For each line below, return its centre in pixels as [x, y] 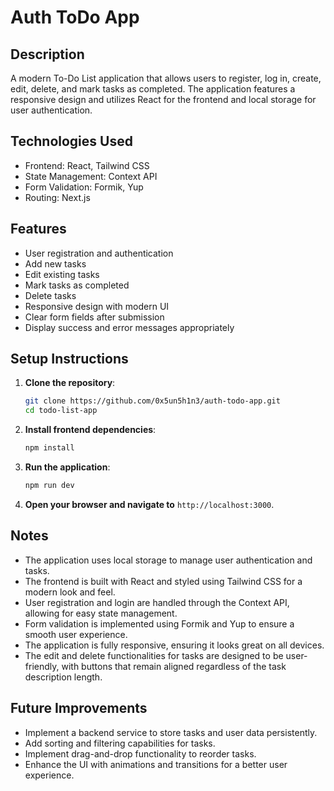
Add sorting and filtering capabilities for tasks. [120, 743]
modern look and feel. [70, 592]
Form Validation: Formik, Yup [84, 187]
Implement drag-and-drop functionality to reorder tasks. [140, 753]
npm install [49, 448]
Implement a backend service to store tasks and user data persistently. [171, 732]
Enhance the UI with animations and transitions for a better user [156, 764]
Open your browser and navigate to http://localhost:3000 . [149, 504]
